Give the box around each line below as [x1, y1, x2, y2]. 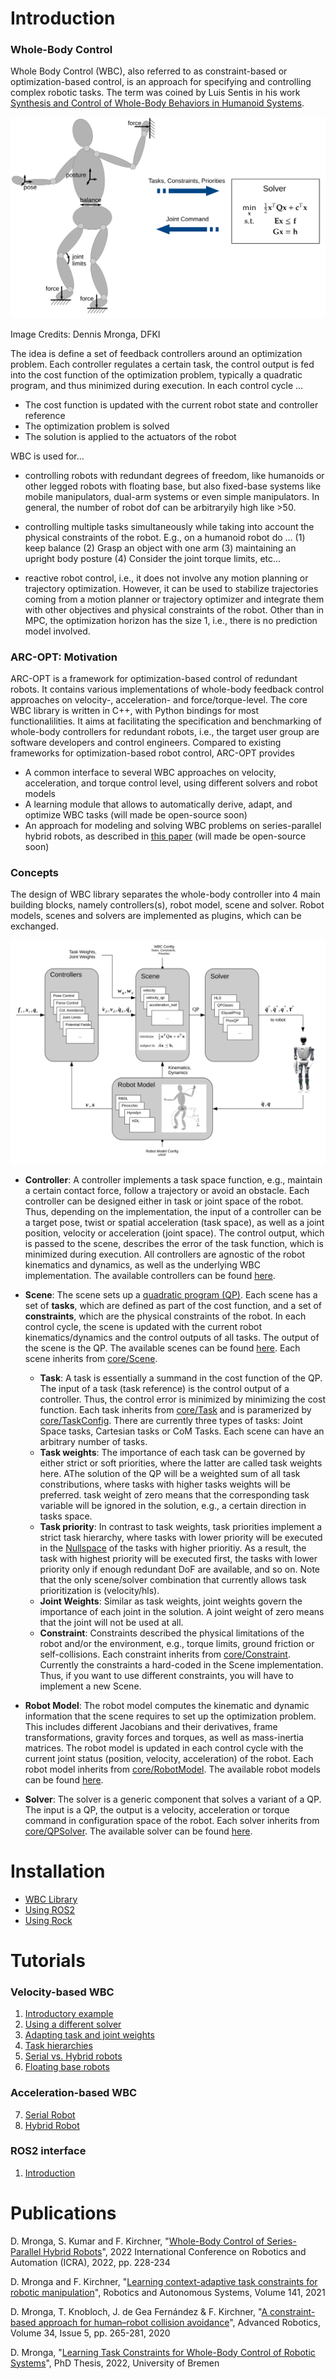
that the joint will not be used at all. [39, 1616, 184, 1628]
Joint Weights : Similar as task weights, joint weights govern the [39, 1595, 303, 1607]
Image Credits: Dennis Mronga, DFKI [10, 328, 161, 340]
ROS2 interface [10, 2144, 87, 2158]
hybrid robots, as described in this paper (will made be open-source [24, 830, 307, 842]
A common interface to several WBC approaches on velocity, [24, 767, 277, 779]
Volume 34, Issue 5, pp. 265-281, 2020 [10, 2327, 171, 2339]
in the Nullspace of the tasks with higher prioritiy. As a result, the [39, 1542, 307, 1554]
